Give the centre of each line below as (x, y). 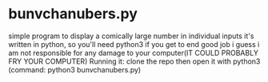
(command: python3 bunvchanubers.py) (75, 69)
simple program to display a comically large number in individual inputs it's (131, 36)
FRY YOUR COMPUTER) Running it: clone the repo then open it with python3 (134, 61)
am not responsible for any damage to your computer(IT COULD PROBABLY (133, 53)
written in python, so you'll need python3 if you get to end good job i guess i (134, 44)
